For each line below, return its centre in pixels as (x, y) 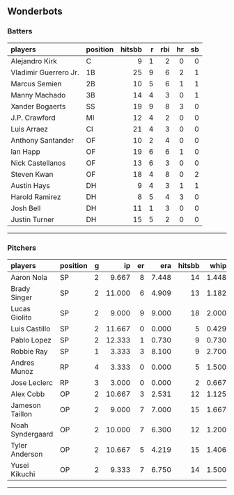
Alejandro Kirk (34, 61)
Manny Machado (38, 95)
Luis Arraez (30, 129)
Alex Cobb (28, 394)
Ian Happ (25, 151)
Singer (22, 297)
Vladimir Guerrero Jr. (45, 72)
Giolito (21, 317)
